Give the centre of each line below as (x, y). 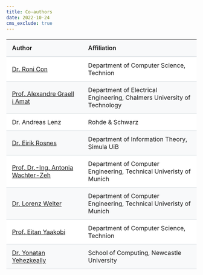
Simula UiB (103, 147)
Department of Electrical (123, 90)
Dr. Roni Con (30, 69)
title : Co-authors (29, 12)
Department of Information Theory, (137, 139)
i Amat (21, 102)
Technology (105, 105)
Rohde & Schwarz (113, 122)
